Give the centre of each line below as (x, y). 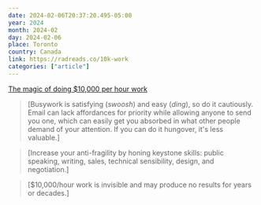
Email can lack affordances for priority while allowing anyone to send (140, 112)
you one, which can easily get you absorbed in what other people (134, 121)
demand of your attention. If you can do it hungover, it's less (125, 129)
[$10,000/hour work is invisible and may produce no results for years (140, 185)
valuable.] (44, 137)
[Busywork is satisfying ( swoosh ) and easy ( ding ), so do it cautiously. (140, 104)
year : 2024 (26, 23)
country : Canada (35, 52)
